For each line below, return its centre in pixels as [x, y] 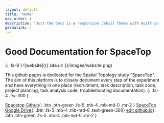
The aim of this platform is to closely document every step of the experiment [82, 80]
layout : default [22, 10]
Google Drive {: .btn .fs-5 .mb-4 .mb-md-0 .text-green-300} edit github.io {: [80, 110]
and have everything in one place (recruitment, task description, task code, [81, 85]
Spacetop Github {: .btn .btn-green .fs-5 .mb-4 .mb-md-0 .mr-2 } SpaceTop [81, 105]
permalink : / [18, 28]
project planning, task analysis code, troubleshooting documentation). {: [78, 90]
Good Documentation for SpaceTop [78, 52]
